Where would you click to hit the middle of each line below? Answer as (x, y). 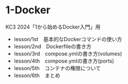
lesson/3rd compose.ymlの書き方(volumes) (68, 53)
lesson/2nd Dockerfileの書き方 (53, 46)
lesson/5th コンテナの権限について (57, 68)
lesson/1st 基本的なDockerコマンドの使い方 (68, 39)
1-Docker (28, 10)
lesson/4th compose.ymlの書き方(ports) (64, 61)
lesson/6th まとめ (37, 75)
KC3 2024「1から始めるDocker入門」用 (53, 27)
